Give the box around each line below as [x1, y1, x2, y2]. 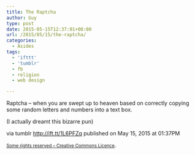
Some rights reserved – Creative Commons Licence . [6, 142, 117, 149]
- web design [12, 77, 45, 83]
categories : [6, 37, 37, 43]
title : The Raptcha [6, 9, 56, 15]
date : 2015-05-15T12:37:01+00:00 [6, 26, 92, 32]
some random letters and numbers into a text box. [6, 106, 133, 113]
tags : [6, 49, 20, 55]
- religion [12, 72, 40, 78]
